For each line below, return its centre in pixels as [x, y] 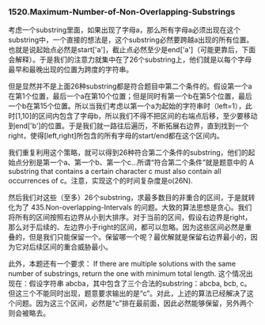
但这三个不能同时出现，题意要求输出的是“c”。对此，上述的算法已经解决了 [127, 293]
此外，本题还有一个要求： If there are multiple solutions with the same [122, 264]
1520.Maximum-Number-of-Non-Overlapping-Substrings [122, 12]
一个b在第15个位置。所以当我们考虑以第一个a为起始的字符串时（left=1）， [127, 106]
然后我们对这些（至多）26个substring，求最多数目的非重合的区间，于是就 [129, 198]
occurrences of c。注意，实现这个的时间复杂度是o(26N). [101, 181]
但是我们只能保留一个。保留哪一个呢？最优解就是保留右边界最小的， [140, 237]
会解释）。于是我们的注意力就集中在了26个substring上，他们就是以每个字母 [130, 60]
